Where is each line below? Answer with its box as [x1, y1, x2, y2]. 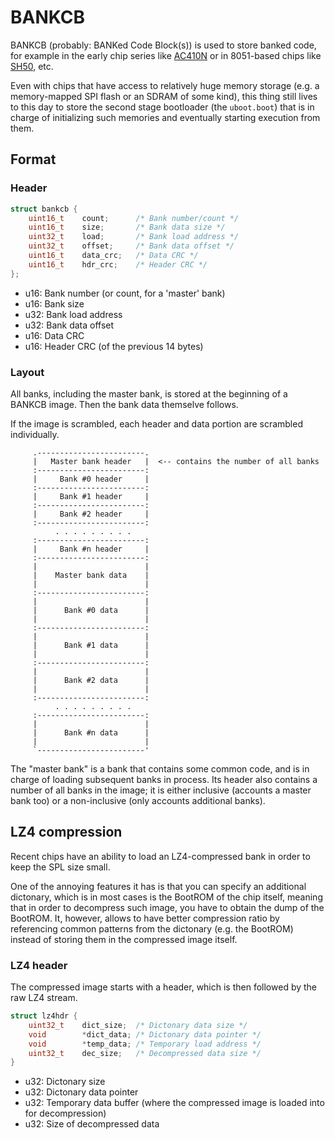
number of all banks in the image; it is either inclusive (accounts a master [10, 784, 312, 796]
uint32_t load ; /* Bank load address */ [28, 232, 240, 242]
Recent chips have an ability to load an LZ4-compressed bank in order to [10, 850, 311, 862]
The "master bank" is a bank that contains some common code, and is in [10, 762, 310, 775]
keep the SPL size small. [10, 861, 111, 873]
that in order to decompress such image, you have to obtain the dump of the [10, 901, 325, 913]
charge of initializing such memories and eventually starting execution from [10, 111, 321, 123]
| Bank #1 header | [32, 491, 150, 501]
